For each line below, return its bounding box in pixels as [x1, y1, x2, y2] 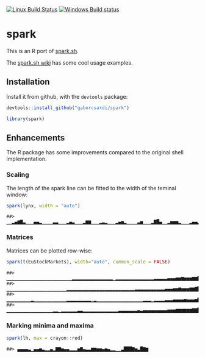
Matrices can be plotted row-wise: [6, 247, 93, 254]
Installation [6, 77, 50, 87]
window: [6, 191, 28, 198]
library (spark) [6, 116, 45, 122]
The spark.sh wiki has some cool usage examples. [6, 59, 133, 66]
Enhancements [6, 132, 65, 143]
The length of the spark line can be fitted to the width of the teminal [6, 184, 176, 192]
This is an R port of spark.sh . [6, 47, 79, 54]
